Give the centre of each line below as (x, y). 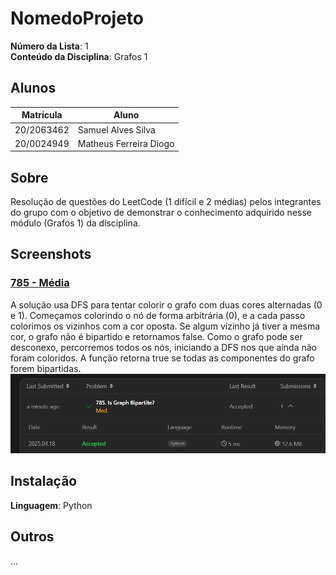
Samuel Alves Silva (116, 129)
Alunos (33, 88)
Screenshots (51, 254)
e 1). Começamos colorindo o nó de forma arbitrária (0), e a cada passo (158, 315)
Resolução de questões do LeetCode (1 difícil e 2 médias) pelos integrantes (166, 202)
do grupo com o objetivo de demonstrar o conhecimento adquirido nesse (161, 213)
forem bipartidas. (46, 368)
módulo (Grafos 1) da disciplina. (75, 223)
